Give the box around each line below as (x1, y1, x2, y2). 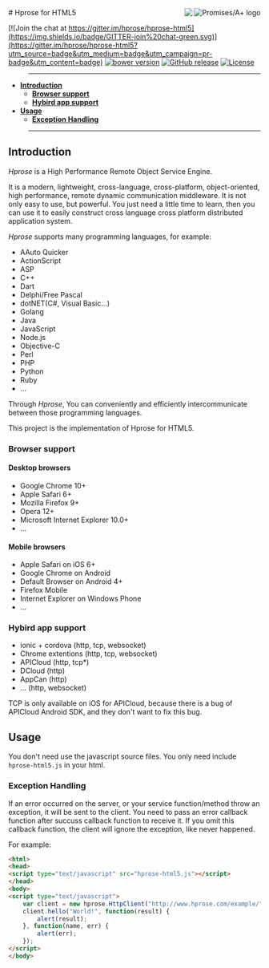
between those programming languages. (8, 407, 143, 417)
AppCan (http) (19, 674, 67, 684)
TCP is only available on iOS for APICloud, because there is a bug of (8, 699, 233, 708)
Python (19, 367, 44, 376)
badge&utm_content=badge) (8, 58, 103, 67)
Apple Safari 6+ (19, 489, 72, 499)
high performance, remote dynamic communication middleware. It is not (8, 190, 247, 200)
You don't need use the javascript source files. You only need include (8, 751, 237, 761)
